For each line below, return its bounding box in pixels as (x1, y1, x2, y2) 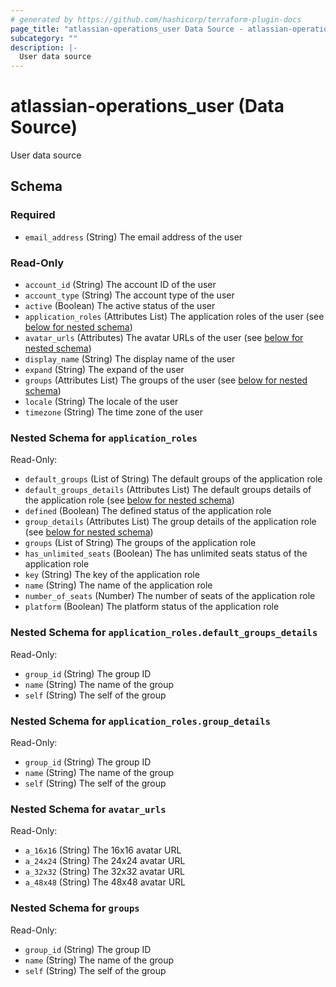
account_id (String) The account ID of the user (24, 279, 217, 291)
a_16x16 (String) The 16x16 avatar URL (24, 844, 182, 856)
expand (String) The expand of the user (24, 364, 185, 376)
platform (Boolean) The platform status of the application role (24, 601, 280, 613)
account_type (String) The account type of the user (24, 289, 235, 301)
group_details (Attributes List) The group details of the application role (24, 516, 317, 528)
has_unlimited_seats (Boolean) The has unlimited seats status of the (24, 547, 308, 560)
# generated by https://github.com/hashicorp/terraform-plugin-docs (10, 14, 302, 25)
